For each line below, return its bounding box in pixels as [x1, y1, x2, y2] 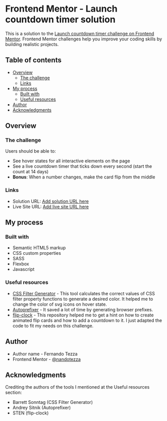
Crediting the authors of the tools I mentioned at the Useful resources [5, 384, 150, 390]
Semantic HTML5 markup [12, 245, 66, 251]
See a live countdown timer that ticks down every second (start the [12, 163, 152, 169]
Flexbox [12, 261, 29, 267]
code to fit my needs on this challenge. [12, 322, 94, 329]
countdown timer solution [5, 14, 116, 25]
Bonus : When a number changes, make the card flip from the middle [12, 174, 155, 180]
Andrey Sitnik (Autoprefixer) [12, 405, 71, 411]
